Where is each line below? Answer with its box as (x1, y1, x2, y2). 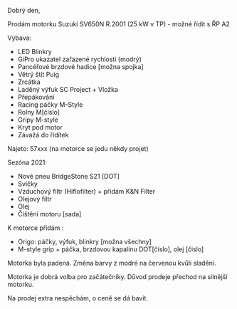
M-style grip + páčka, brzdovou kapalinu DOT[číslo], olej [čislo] (17, 245, 204, 253)
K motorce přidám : (7, 224, 64, 232)
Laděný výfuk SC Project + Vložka (17, 85, 119, 93)
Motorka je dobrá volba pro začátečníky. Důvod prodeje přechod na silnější (7, 273, 228, 281)
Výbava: (7, 33, 32, 42)
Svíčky (17, 179, 38, 188)
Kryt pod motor (17, 123, 63, 131)
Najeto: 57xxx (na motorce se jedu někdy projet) (7, 145, 149, 152)
